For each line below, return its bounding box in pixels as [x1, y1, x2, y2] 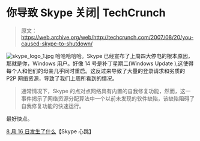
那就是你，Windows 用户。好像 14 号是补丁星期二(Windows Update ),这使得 [6, 60, 194, 67]
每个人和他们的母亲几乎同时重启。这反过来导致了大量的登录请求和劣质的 [6, 67, 185, 74]
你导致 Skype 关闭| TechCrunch [6, 6, 166, 20]
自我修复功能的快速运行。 [20, 102, 85, 109]
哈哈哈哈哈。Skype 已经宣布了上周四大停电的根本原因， [55, 52, 193, 59]
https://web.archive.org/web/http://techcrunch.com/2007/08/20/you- [20, 33, 194, 41]
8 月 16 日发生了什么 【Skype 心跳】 [6, 127, 95, 135]
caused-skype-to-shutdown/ [20, 40, 93, 47]
